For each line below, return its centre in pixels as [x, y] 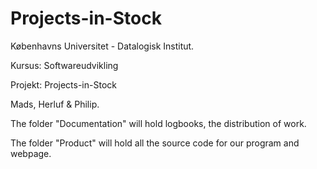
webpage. [31, 153]
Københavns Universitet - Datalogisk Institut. [102, 46]
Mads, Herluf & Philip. [55, 104]
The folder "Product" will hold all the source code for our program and [155, 143]
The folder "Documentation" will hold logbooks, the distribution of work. [158, 123]
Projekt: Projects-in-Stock [63, 84]
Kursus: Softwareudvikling [64, 65]
